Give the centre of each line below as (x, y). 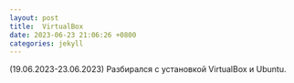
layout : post (34, 18)
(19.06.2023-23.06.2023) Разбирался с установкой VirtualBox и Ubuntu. (148, 69)
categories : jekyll (47, 43)
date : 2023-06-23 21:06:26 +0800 (73, 35)
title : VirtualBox (47, 26)
